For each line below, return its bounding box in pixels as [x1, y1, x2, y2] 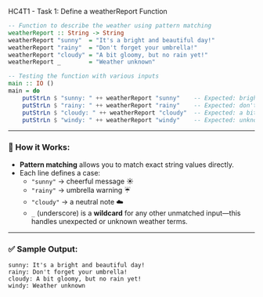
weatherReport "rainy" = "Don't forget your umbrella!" [8, 43, 198, 52]
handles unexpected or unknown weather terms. [31, 216, 188, 226]
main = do [8, 87, 41, 95]
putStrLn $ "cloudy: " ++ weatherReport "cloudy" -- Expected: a [22, 109, 243, 117]
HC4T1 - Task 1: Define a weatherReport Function [8, 7, 168, 16]
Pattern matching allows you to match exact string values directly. [19, 160, 235, 169]
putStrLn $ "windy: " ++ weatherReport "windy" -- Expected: [22, 116, 236, 124]
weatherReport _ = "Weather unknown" [8, 58, 156, 66]
